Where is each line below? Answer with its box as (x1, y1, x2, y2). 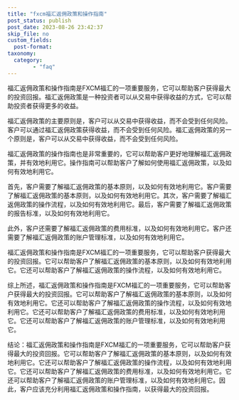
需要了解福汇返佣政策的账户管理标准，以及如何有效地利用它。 (7, 232, 188, 242)
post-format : (14, 43, 53, 50)
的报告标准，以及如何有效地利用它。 (7, 209, 114, 217)
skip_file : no (7, 30, 50, 38)
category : (14, 57, 43, 64)
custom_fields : (7, 37, 53, 44)
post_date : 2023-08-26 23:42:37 (7, 23, 103, 31)
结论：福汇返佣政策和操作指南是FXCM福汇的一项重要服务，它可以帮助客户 (7, 340, 225, 349)
